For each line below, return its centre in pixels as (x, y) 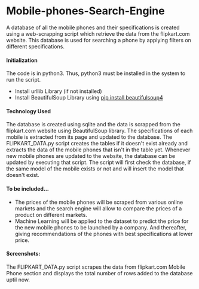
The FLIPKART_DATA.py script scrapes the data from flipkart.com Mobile (96, 267)
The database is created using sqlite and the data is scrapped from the (93, 125)
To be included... (27, 188)
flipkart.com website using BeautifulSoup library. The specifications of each (99, 131)
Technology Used (29, 111)
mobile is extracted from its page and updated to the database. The (89, 137)
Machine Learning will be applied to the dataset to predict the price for (102, 221)
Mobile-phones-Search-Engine (86, 11)
